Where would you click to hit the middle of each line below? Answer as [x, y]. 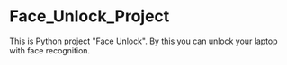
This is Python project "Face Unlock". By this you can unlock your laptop [143, 41]
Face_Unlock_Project [90, 16]
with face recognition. [50, 50]
